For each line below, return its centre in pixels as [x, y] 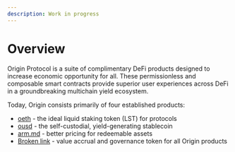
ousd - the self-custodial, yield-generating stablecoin [95, 126]
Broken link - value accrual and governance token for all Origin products [122, 141]
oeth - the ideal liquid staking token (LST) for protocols [97, 118]
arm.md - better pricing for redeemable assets [85, 133]
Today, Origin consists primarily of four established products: [96, 105]
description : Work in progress [53, 14]
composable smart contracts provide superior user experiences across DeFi [118, 83]
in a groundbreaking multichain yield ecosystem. [78, 91]
